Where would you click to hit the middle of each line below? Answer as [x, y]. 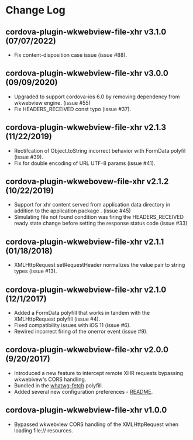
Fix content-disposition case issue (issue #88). [70, 55]
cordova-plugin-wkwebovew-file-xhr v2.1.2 [87, 182]
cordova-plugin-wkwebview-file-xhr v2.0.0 [87, 350]
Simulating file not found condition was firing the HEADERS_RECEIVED [99, 217]
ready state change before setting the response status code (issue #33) [101, 224]
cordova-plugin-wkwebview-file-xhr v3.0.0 [87, 73]
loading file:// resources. [44, 430]
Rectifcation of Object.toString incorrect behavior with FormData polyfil [100, 150]
